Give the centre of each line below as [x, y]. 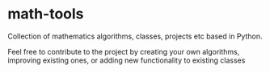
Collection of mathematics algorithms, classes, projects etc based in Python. [135, 36]
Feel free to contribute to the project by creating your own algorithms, [124, 51]
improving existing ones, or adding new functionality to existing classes [127, 60]
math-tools [46, 14]
